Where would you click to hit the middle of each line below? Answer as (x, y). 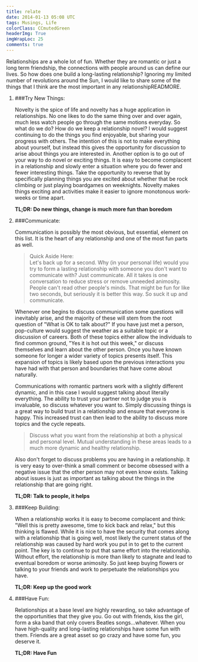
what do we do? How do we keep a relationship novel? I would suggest (101, 128)
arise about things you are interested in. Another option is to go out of (100, 153)
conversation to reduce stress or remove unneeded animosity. (105, 281)
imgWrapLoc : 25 (25, 39)
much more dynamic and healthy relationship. (85, 448)
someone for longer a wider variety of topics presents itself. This (93, 355)
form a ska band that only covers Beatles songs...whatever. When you (100, 622)
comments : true (25, 45)
